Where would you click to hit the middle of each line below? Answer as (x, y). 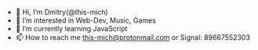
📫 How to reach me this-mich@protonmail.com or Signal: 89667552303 (133, 37)
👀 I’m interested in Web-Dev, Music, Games (86, 20)
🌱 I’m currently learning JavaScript (71, 29)
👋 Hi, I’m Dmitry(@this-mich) (62, 12)
